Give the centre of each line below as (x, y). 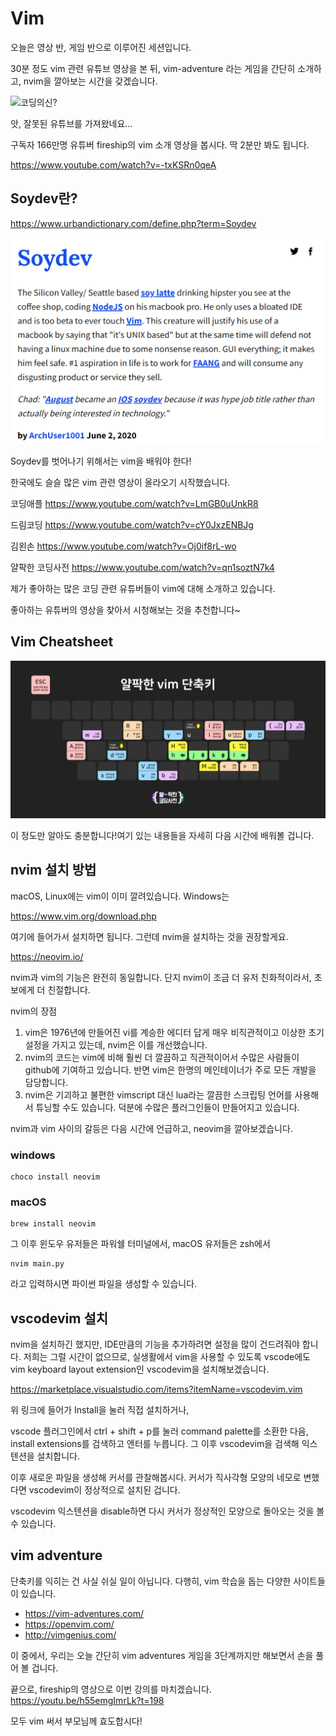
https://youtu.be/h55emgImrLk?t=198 (87, 1700)
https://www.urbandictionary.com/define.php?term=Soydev (133, 223)
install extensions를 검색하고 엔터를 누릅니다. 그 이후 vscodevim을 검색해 (155, 1444)
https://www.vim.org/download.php (83, 916)
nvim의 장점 (34, 1011)
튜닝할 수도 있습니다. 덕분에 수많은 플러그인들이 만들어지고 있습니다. (167, 1107)
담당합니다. (46, 1082)
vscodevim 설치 (59, 1318)
